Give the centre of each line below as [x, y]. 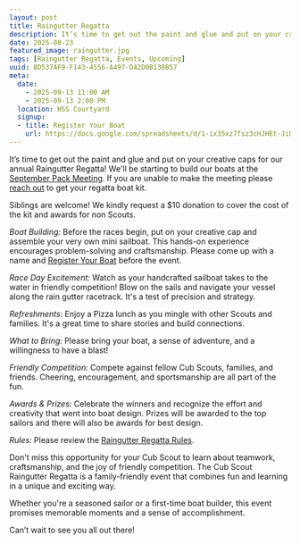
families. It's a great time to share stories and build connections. [127, 323]
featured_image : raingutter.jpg [69, 51]
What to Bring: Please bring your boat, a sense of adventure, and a [132, 340]
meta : [19, 76]
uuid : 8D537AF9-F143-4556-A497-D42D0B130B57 [93, 68]
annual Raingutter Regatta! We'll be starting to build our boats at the [134, 168]
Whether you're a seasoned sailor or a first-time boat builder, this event [141, 503]
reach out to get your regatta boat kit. [78, 188]
